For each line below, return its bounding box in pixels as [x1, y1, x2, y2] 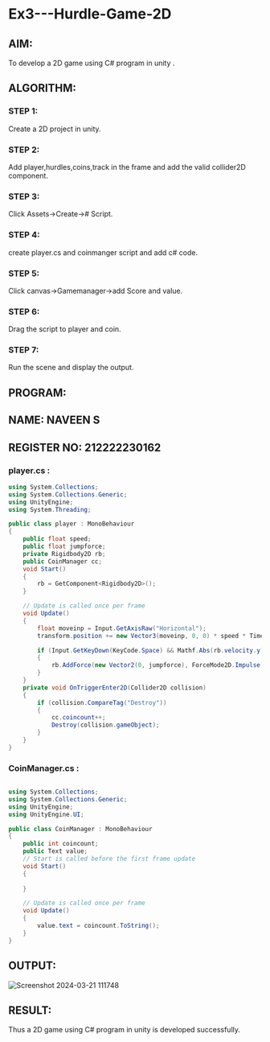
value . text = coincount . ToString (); [37, 922, 160, 930]
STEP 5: [8, 267, 40, 278]
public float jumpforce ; [22, 542, 106, 551]
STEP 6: [8, 306, 40, 317]
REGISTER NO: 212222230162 [8, 440, 162, 455]
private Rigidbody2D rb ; [22, 550, 106, 558]
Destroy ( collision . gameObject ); [51, 721, 160, 729]
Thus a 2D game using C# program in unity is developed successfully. [8, 1025, 241, 1035]
